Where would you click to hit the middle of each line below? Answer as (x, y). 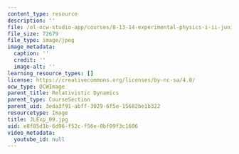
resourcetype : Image (38, 113)
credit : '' (30, 60)
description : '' (31, 21)
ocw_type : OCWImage (36, 87)
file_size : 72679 (33, 34)
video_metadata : (31, 133)
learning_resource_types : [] (51, 73)
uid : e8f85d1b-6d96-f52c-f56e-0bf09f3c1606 (73, 126)
